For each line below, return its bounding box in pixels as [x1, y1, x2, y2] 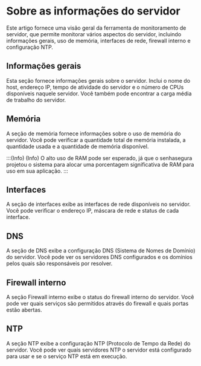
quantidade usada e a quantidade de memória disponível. [6, 143, 149, 150]
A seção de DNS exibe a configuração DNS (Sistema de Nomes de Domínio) [6, 247, 196, 254]
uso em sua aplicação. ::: [6, 167, 68, 175]
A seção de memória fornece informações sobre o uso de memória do [6, 130, 181, 137]
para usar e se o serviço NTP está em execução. [6, 352, 127, 360]
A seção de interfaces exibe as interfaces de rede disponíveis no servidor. [6, 201, 191, 208]
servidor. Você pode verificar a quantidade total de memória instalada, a [6, 136, 186, 143]
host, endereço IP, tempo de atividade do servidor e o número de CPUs [6, 83, 184, 91]
